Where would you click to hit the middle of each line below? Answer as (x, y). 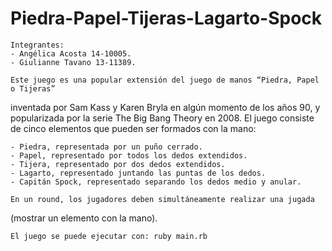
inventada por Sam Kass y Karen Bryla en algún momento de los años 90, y (165, 107)
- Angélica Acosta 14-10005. (71, 53)
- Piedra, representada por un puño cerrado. (106, 147)
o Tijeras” (33, 88)
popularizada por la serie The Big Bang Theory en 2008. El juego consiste (162, 118)
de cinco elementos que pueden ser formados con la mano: (133, 128)
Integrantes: (37, 45)
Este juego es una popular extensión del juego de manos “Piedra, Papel (165, 80)
